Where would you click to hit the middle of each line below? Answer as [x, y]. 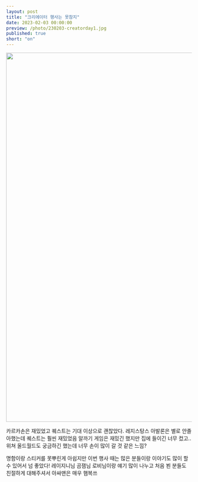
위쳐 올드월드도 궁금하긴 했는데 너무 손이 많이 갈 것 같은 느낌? [77, 446]
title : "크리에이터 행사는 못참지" [43, 17]
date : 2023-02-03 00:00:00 [39, 22]
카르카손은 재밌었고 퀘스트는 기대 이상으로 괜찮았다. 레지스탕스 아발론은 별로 [93, 431]
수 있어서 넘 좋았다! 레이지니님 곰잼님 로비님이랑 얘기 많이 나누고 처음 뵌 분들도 [96, 465]
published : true [26, 34]
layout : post [22, 12]
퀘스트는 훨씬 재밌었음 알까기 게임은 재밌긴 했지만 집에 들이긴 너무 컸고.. [109, 438]
